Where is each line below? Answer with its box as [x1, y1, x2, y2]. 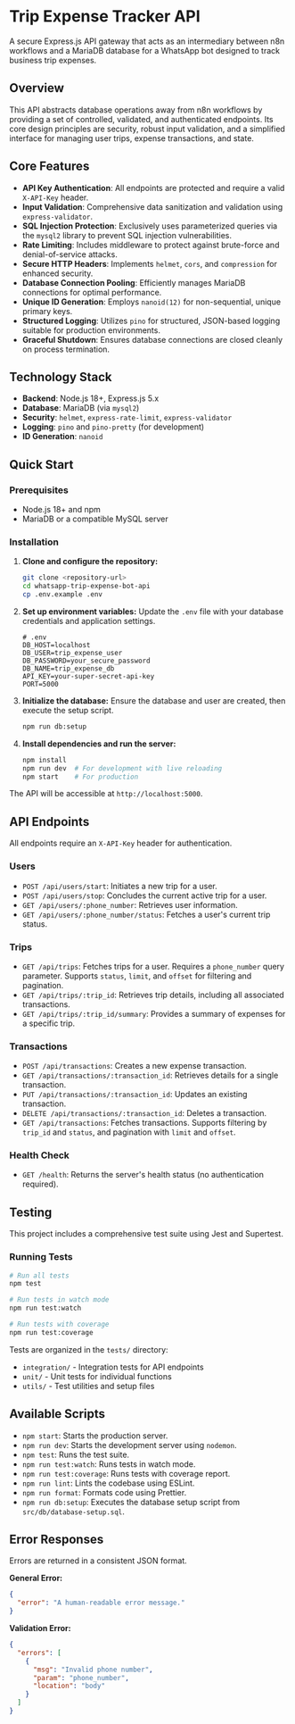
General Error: [9, 1573, 63, 1584]
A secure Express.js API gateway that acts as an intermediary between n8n [9, 36, 285, 46]
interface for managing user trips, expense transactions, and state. [9, 132, 254, 144]
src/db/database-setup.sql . [21, 1506, 125, 1517]
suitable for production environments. [21, 324, 160, 336]
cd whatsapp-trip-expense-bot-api [21, 582, 151, 591]
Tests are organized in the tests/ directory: [9, 1344, 168, 1354]
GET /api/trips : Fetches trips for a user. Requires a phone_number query [21, 961, 285, 971]
